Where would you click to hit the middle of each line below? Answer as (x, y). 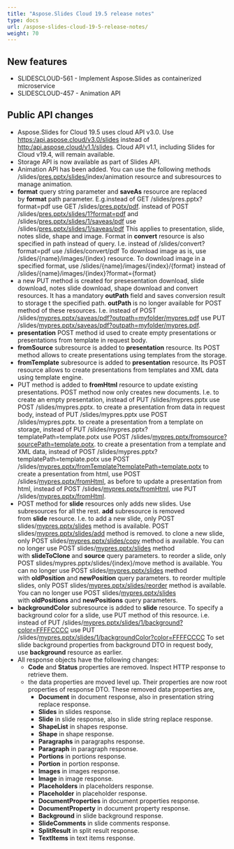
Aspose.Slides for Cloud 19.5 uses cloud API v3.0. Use (95, 132)
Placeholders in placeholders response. (96, 786)
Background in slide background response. (101, 815)
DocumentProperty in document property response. (114, 808)
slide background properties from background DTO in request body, (115, 645)
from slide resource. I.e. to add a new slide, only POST (96, 518)
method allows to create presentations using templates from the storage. (122, 355)
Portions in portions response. (82, 756)
